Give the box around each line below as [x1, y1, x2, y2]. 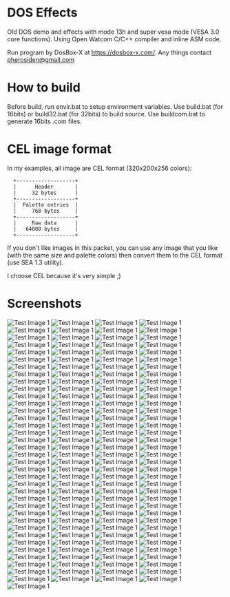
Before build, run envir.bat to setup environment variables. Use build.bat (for [7, 102, 224, 111]
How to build [7, 80, 81, 96]
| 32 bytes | [13, 189, 79, 196]
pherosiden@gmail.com [7, 55, 74, 63]
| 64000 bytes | [13, 225, 79, 232]
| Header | [13, 183, 79, 190]
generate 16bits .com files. [7, 117, 83, 125]
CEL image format [7, 141, 112, 157]
